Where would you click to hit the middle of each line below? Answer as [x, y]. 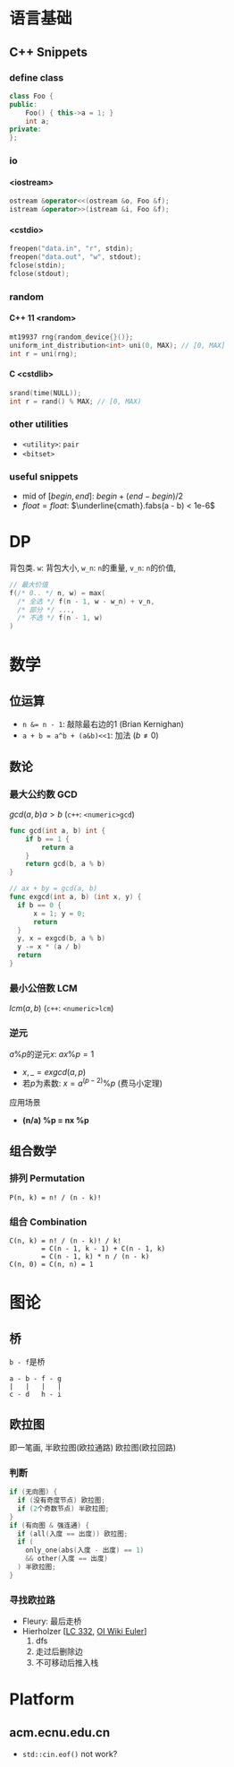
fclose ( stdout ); [39, 273]
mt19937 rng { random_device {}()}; [71, 337]
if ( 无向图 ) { [33, 1492]
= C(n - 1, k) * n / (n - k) [96, 1257]
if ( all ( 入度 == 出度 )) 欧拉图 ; [73, 1534]
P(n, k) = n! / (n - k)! [55, 1198]
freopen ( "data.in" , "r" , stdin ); [71, 249]
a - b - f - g [36, 1379]
